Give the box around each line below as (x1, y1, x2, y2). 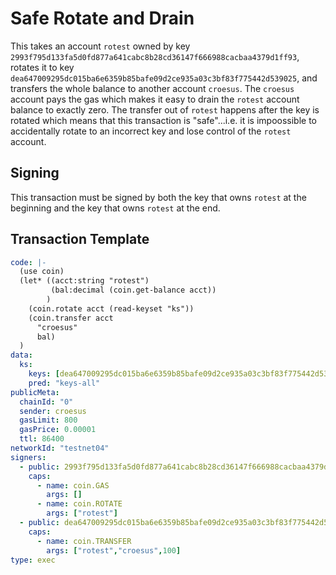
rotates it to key (10, 61, 75, 73)
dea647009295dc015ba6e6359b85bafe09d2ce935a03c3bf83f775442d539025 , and (10, 72, 318, 84)
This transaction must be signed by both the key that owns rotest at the (10, 191, 307, 203)
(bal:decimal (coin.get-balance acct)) (50, 285, 217, 296)
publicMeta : (10, 387, 60, 397)
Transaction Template (10, 231, 150, 248)
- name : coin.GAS (36, 480, 110, 491)
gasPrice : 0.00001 (19, 425, 97, 435)
